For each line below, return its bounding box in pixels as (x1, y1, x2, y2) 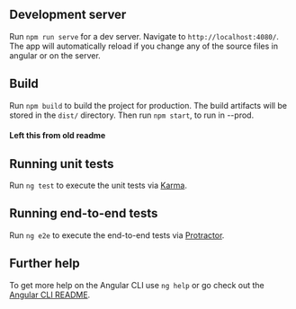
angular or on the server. (9, 49, 101, 61)
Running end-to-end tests (9, 206, 158, 221)
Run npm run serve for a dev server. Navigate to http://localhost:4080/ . (9, 31, 279, 41)
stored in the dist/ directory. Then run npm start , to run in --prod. (9, 110, 255, 120)
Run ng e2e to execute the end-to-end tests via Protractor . (9, 229, 225, 241)
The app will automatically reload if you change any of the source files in (9, 40, 279, 51)
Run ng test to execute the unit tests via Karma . (9, 180, 187, 191)
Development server (9, 7, 127, 22)
